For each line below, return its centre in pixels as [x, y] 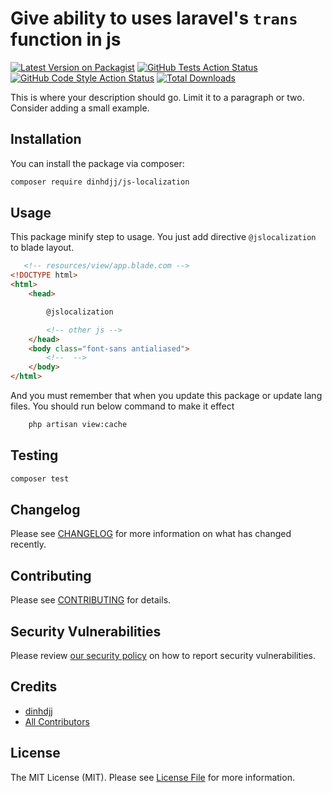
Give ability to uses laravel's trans [154, 18]
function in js [66, 39]
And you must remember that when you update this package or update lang [166, 396]
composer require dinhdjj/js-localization [100, 182]
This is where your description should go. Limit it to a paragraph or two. [157, 97]
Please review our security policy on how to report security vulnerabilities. [163, 656]
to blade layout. [42, 248]
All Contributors [57, 721]
